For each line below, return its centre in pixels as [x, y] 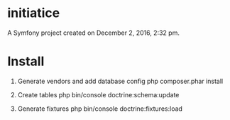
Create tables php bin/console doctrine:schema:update [98, 94]
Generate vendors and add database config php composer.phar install [120, 81]
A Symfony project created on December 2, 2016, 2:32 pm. [93, 33]
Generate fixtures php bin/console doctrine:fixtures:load [100, 109]
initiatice [34, 13]
